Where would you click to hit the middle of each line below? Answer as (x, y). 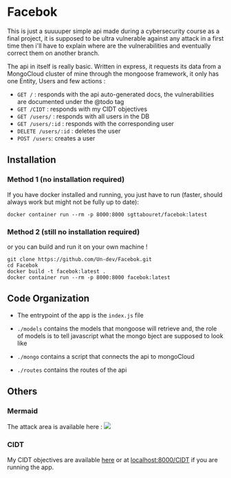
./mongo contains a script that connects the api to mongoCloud (106, 356)
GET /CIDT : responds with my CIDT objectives (82, 109)
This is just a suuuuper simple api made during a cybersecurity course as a (113, 31)
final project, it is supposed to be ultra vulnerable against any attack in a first (115, 38)
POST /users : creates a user (56, 138)
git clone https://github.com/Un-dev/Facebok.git (80, 259)
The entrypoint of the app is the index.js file (80, 315)
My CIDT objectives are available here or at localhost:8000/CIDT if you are (112, 459)
